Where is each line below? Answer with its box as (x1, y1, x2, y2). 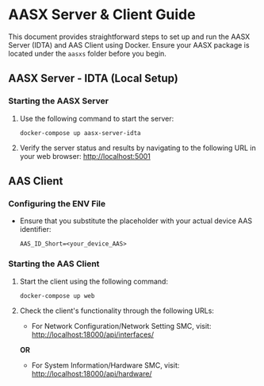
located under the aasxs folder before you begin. (8, 48, 166, 58)
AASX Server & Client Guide (8, 6, 196, 24)
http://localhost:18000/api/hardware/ (31, 369, 152, 378)
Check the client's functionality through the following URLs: (19, 306, 214, 315)
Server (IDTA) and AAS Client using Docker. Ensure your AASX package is (8, 40, 250, 49)
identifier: (19, 225, 52, 234)
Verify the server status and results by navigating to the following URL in (19, 143, 256, 152)
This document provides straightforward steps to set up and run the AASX (8, 32, 251, 41)
